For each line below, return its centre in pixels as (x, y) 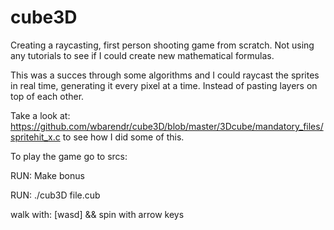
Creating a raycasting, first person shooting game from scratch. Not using (162, 45)
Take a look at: (40, 115)
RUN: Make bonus (47, 175)
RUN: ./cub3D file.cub (55, 195)
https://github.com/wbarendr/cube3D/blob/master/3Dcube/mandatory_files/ (167, 126)
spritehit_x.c (35, 137)
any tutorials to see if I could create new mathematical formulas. (142, 55)
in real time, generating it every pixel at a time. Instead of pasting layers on (164, 85)
